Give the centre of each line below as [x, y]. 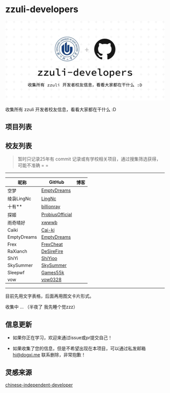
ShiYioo [49, 258]
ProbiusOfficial [57, 215]
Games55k [53, 272]
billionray [51, 206]
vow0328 [51, 279]
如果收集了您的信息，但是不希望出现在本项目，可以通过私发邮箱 [79, 348]
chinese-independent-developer [39, 385]
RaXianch [17, 251]
